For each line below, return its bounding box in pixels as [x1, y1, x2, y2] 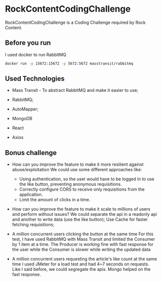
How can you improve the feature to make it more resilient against [12, 161, 144, 167]
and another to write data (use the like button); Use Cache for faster [12, 216, 148, 222]
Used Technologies [5, 74, 65, 83]
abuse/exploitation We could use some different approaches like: [12, 167, 142, 173]
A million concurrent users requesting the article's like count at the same [12, 256, 157, 262]
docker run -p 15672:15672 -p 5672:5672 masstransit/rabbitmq [5, 61, 133, 66]
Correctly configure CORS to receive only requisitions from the [19, 186, 145, 193]
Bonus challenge [5, 148, 57, 157]
